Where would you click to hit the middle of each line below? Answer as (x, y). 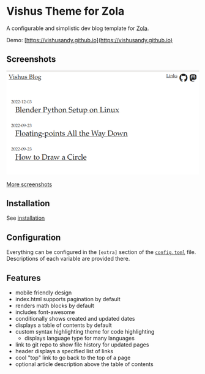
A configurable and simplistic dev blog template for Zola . (78, 28)
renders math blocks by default (55, 306)
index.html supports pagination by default (68, 299)
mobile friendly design (43, 293)
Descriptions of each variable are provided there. (68, 259)
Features (24, 278)
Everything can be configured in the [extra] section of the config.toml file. (101, 252)
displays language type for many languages (79, 338)
